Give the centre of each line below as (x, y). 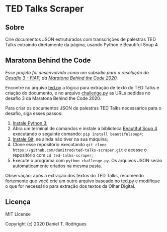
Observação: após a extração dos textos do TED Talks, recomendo (75, 175)
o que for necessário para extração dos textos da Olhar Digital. (70, 186)
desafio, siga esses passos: (34, 113)
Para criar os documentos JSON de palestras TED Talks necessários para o (83, 108)
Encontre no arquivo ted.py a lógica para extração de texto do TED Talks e (82, 87)
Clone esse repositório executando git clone (59, 144)
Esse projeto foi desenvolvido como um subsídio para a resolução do (77, 72)
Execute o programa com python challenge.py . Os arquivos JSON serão (87, 160)
